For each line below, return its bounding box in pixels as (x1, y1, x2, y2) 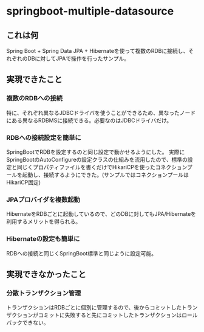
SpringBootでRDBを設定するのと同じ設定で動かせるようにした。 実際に (6, 148, 185, 156)
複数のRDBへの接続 (6, 94, 63, 103)
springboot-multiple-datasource (6, 4, 174, 18)
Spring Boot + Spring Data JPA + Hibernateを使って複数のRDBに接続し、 (6, 47, 189, 54)
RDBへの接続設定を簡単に (6, 133, 81, 142)
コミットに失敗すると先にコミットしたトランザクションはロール (38, 311, 198, 319)
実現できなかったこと (6, 269, 86, 279)
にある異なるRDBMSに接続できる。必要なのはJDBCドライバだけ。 (6, 117, 172, 124)
